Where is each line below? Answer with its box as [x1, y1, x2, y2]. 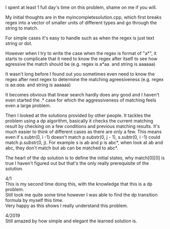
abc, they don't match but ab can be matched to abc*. [5, 145, 119, 151]
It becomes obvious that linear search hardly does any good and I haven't [5, 92, 159, 97]
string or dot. [5, 40, 33, 46]
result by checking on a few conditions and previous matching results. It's [5, 123, 160, 129]
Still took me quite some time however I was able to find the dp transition [5, 192, 158, 198]
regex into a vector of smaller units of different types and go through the [5, 20, 157, 26]
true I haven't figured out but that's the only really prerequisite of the [5, 160, 149, 166]
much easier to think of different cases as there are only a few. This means [5, 129, 162, 135]
